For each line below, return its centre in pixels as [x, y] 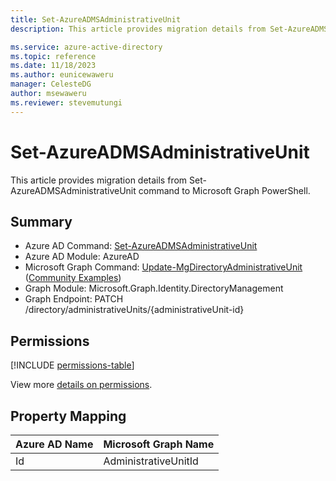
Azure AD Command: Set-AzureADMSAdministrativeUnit [141, 246]
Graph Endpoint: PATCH [74, 299]
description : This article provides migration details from [138, 29]
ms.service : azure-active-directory [86, 47]
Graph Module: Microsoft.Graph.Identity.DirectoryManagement [154, 288]
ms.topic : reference [53, 56]
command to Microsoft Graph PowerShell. [224, 190]
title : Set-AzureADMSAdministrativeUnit [96, 19]
